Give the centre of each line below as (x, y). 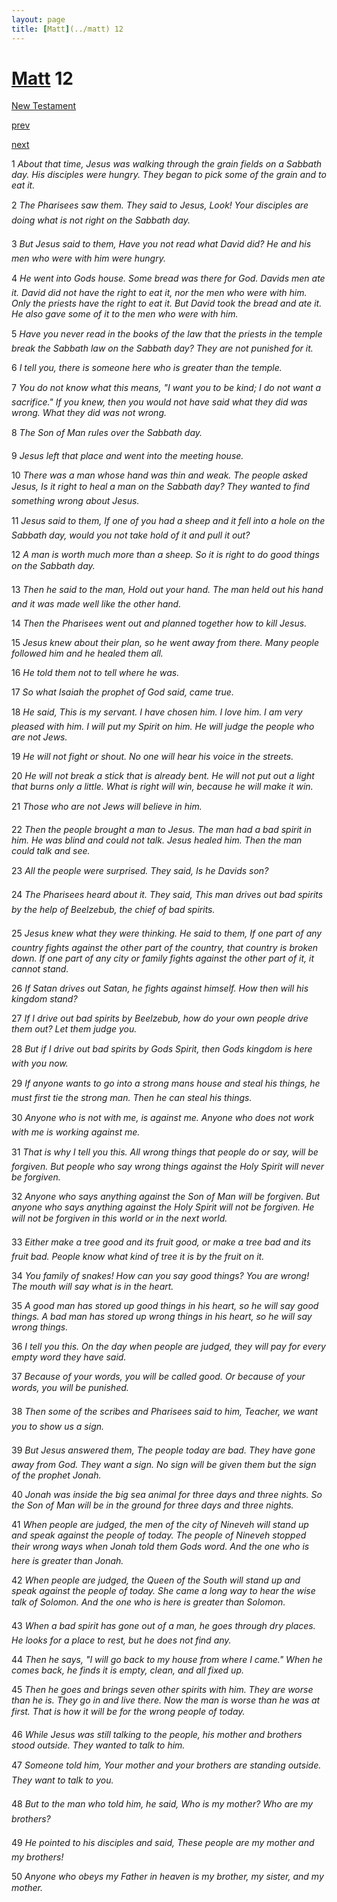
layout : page (38, 19)
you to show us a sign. (58, 1427)
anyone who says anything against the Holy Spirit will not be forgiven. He (163, 1207)
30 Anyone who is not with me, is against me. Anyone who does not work (163, 1118)
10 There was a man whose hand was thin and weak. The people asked (159, 475)
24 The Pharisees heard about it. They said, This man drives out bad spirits (167, 895)
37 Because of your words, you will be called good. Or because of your (158, 1377)
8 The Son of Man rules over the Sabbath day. (107, 433)
